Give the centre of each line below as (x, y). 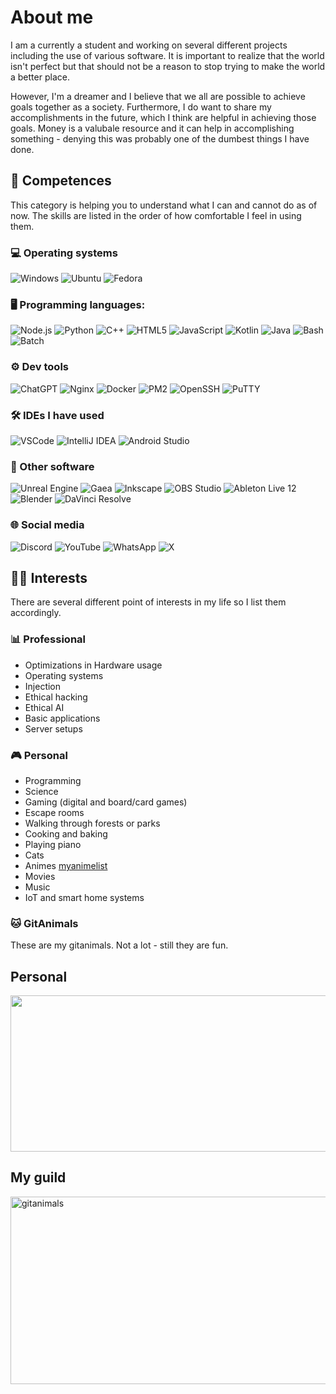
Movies (40, 876)
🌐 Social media (47, 525)
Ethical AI (44, 707)
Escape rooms (54, 812)
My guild (38, 1177)
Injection (43, 686)
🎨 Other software (52, 466)
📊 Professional (48, 639)
